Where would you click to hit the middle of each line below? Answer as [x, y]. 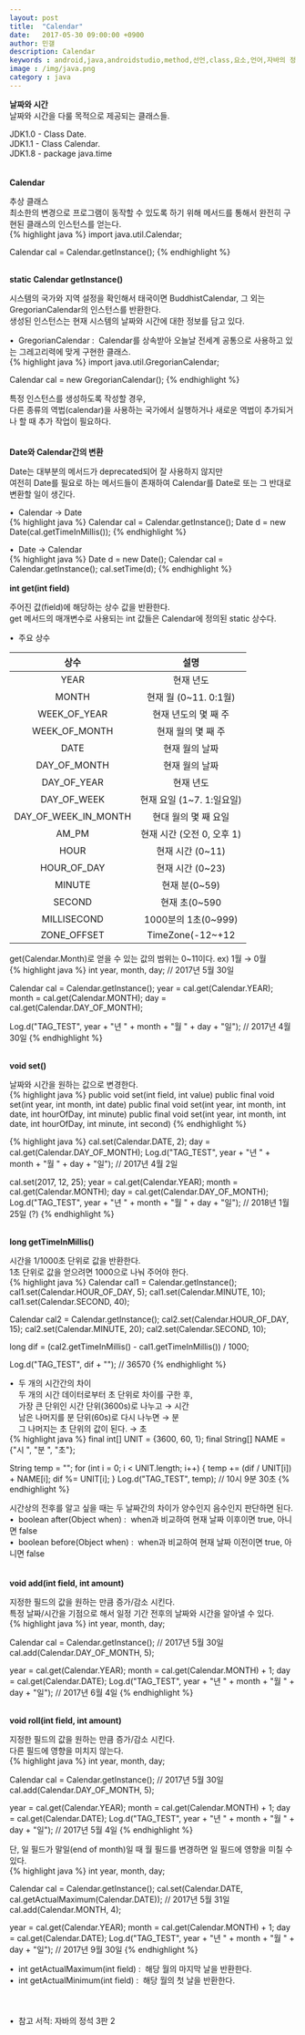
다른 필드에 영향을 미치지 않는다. [67, 1751]
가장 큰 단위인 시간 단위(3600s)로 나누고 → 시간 [103, 1406]
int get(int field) [40, 588]
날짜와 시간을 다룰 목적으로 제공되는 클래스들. [90, 116]
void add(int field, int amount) [67, 1583]
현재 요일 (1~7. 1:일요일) [191, 800]
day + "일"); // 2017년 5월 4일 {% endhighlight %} [102, 1830]
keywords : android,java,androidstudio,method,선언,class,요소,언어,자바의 [148, 60]
